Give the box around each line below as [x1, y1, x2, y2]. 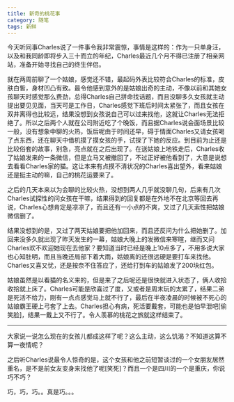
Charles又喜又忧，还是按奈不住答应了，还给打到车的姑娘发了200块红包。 [7, 262, 218, 270]
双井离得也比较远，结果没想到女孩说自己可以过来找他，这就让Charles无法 [7, 110, 219, 118]
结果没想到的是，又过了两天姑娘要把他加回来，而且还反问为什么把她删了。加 [7, 227, 227, 235]
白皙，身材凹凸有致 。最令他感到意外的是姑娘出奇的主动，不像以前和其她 [13, 84, 221, 93]
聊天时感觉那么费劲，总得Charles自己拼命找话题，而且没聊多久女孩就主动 [13, 93, 225, 101]
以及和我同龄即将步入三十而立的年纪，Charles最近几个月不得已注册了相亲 [7, 51, 219, 60]
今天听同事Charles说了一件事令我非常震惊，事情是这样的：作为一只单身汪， [7, 43, 225, 51]
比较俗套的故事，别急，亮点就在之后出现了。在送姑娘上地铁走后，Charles [7, 145, 219, 153]
